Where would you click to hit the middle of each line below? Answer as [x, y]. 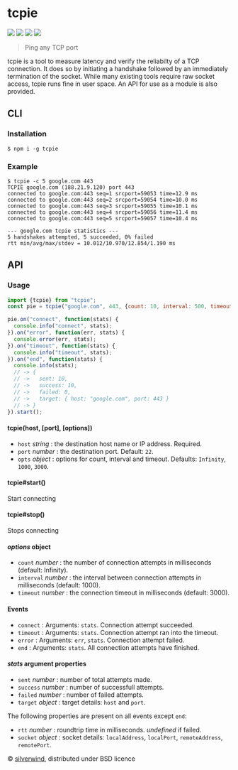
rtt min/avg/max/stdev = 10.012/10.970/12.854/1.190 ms [91, 243]
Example [23, 166]
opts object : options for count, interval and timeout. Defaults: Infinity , [122, 459]
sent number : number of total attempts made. [85, 679]
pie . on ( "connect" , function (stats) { [63, 320]
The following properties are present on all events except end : [97, 716]
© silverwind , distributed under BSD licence [72, 759]
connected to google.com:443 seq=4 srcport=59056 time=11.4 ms [103, 212]
